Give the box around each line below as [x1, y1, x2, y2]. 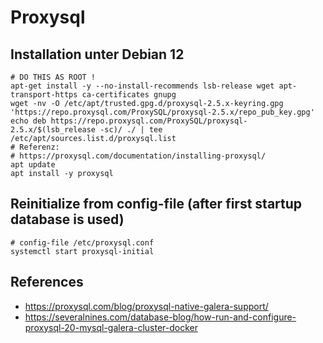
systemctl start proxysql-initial [10, 246, 155, 256]
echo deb [10, 116, 47, 126]
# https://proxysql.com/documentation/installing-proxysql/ [10, 151, 267, 161]
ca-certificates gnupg [81, 90, 177, 100]
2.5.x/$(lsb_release [10, 125, 97, 135]
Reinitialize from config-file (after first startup [10, 196, 303, 213]
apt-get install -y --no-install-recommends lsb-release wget [10, 81, 275, 91]
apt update [10, 160, 56, 170]
